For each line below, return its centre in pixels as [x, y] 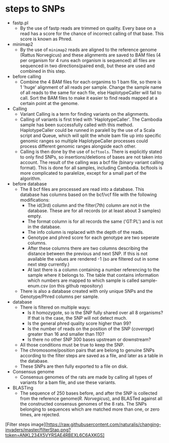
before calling [27, 76]
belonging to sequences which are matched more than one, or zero [90, 409]
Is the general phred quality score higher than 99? [79, 323]
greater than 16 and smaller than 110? [66, 334]
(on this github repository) [76, 285]
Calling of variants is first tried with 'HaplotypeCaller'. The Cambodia [91, 119]
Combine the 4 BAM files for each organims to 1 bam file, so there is [91, 82]
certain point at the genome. [49, 103]
